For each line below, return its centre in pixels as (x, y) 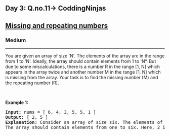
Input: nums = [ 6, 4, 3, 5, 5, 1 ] (51, 112)
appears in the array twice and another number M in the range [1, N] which (83, 72)
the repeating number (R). (32, 83)
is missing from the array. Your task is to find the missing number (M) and (82, 78)
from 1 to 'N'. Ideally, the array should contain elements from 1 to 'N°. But (81, 61)
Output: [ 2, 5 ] (27, 117)
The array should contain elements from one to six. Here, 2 (83, 127)
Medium (16, 40)
